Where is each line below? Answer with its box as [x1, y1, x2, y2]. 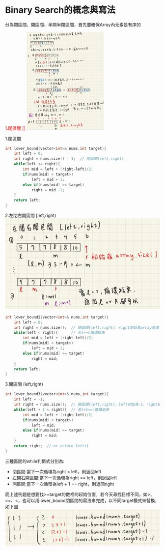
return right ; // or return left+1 [14, 443, 89, 449]
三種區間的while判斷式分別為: [5, 458, 65, 464]
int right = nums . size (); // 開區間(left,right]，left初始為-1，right [14, 402, 158, 407]
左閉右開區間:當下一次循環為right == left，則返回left [12, 475, 117, 481]
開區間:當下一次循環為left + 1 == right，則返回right [12, 481, 114, 487]
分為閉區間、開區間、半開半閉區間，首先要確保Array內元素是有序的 [5, 22, 141, 28]
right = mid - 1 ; [31, 187, 65, 192]
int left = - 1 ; [14, 397, 45, 402]
